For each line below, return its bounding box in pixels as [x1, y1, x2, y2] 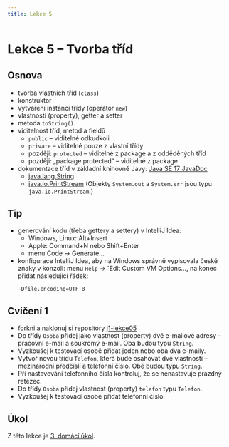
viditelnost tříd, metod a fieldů [17, 126, 106, 135]
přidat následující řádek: [17, 272, 89, 280]
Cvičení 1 [7, 304, 48, 317]
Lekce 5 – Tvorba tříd [7, 41, 134, 57]
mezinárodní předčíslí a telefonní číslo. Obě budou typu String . [17, 361, 203, 371]
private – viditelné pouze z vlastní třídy [28, 141, 144, 150]
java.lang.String [28, 172, 75, 180]
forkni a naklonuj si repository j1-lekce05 [17, 324, 137, 332]
